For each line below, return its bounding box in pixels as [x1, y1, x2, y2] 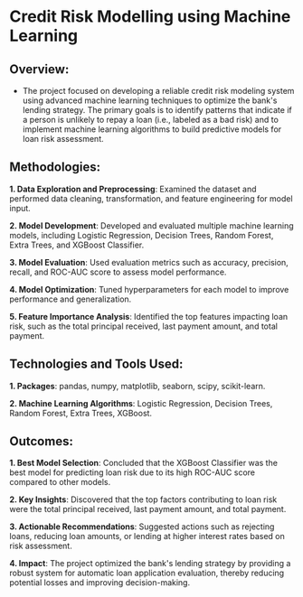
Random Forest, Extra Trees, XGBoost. [9, 407, 152, 418]
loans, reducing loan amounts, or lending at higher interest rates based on [9, 531, 285, 542]
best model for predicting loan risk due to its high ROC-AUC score [9, 467, 256, 478]
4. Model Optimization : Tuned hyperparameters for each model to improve [9, 284, 289, 294]
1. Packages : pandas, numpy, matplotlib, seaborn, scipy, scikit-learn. [9, 380, 266, 391]
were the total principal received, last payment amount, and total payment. [9, 504, 287, 515]
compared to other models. [9, 477, 111, 488]
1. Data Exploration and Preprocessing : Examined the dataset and [9, 183, 257, 194]
